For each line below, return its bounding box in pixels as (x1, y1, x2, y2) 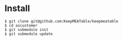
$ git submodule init (4, 27, 49, 32)
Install (4, 3, 30, 14)
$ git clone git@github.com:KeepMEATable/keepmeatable (4, 19, 119, 24)
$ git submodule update (4, 31, 53, 36)
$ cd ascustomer (4, 23, 38, 28)
